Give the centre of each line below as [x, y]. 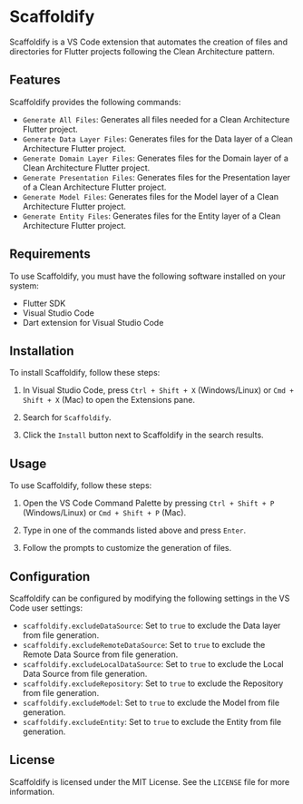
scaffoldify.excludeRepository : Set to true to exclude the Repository [153, 683]
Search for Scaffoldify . [67, 417]
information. [32, 791]
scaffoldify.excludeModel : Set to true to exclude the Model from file [151, 702]
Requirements [50, 255]
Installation [42, 351]
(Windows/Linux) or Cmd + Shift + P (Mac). [104, 513]
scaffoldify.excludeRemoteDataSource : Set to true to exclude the [144, 645]
